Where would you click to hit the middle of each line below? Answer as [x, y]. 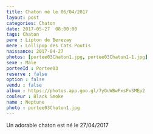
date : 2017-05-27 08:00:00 [42, 29]
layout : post [23, 18]
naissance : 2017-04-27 [35, 52]
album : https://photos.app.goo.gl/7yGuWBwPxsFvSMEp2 [76, 91]
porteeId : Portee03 [32, 68]
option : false [25, 79]
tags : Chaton [23, 35]
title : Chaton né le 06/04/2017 [47, 12]
